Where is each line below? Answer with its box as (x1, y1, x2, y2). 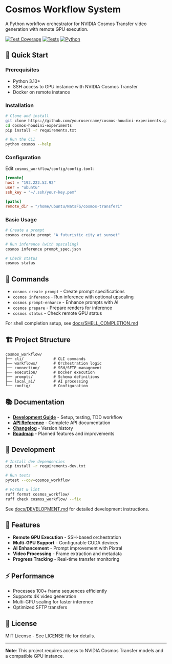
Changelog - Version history (12, 425, 73, 431)
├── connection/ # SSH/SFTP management (5, 365, 102, 370)
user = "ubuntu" (5, 185, 40, 191)
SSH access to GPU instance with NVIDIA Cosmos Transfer (12, 83, 138, 89)
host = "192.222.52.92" (5, 180, 56, 185)
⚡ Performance (5, 572, 55, 580)
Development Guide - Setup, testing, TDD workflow (12, 414, 123, 420)
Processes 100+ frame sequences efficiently (12, 588, 107, 594)
